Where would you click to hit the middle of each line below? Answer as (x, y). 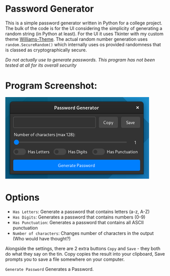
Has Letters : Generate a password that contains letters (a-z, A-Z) (81, 211)
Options (22, 197)
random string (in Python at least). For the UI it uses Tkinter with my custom (84, 34)
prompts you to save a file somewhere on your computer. (65, 259)
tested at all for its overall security (41, 65)
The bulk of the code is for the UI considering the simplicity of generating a (84, 28)
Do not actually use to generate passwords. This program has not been (80, 59)
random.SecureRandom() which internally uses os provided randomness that (83, 44)
